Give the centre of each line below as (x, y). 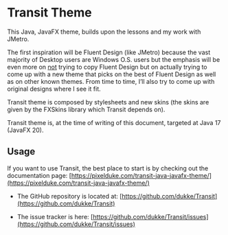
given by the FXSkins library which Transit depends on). (86, 109)
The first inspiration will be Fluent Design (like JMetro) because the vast (109, 52)
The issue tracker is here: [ (55, 216)
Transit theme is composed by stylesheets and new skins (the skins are (108, 102)
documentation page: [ (39, 175)
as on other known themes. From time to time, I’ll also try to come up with (111, 81)
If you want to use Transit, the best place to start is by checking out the (108, 168)
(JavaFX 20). (25, 130)
